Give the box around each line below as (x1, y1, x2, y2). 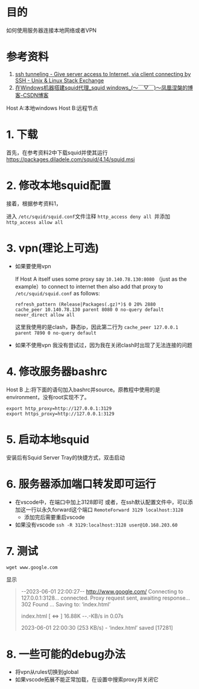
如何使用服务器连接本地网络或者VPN (6, 27, 97, 34)
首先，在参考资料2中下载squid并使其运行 (6, 149, 108, 156)
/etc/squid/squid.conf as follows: (14, 289, 101, 296)
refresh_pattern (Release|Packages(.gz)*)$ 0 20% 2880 (14, 301, 156, 307)
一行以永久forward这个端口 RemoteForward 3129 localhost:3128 (25, 505, 184, 513)
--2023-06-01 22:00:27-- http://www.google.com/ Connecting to (21, 588, 184, 595)
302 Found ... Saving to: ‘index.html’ (21, 601, 111, 608)
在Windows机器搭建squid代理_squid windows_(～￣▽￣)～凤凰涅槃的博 (14, 84, 193, 91)
